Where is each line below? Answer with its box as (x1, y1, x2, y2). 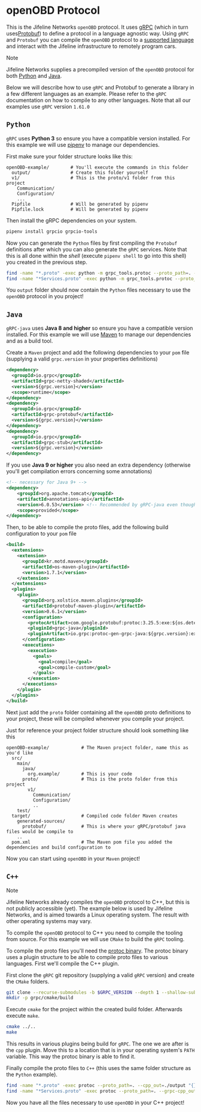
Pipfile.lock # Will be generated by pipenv (11, 206, 148, 212)
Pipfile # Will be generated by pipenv (11, 201, 148, 207)
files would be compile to (6, 828, 74, 834)
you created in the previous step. (6, 259, 88, 266)
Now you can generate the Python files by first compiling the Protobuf (6, 239, 178, 247)
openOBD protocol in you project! (6, 293, 84, 300)
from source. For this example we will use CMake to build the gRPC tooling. (6, 935, 185, 942)
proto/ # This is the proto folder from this (22, 776, 178, 782)
